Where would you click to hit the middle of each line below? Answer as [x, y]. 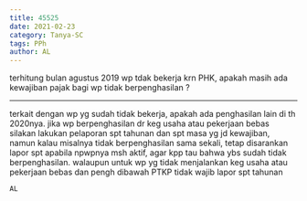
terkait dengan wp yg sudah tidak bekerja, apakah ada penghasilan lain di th [153, 114]
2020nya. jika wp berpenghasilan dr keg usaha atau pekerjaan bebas [139, 123]
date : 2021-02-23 [42, 26]
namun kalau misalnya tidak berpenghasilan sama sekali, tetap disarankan [149, 143]
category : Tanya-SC [47, 35]
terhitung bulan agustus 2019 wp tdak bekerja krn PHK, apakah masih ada [148, 78]
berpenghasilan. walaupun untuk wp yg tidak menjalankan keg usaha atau [148, 163]
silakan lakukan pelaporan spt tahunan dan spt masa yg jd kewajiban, [140, 133]
